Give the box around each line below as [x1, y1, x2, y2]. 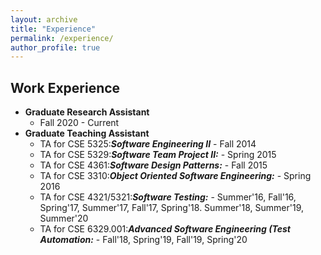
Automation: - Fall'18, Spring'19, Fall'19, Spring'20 [39, 234, 248, 246]
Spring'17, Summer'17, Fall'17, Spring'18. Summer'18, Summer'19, [39, 202, 305, 214]
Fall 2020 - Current [39, 117, 120, 129]
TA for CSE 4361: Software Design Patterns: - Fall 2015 [39, 159, 268, 171]
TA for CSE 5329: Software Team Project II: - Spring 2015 [39, 149, 277, 161]
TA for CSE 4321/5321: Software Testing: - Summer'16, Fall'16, [39, 191, 297, 203]
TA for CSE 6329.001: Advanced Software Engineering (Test [39, 223, 291, 235]
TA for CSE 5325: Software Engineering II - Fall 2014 [39, 138, 257, 150]
